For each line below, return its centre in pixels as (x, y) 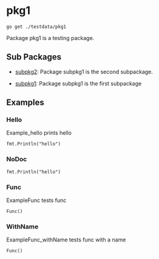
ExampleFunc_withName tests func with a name (66, 240)
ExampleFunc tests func (36, 200)
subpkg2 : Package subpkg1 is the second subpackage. (84, 72)
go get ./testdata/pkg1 (36, 27)
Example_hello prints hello (39, 133)
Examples (25, 103)
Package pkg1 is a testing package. (50, 38)
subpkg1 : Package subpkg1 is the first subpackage (78, 83)
